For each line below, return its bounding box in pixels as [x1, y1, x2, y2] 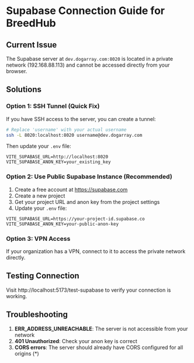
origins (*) [14, 350, 39, 357]
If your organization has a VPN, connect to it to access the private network [6, 248, 186, 255]
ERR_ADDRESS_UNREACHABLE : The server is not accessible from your [14, 325, 188, 332]
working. [6, 292, 27, 299]
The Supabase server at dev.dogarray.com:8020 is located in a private [6, 56, 174, 62]
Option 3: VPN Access [6, 234, 71, 243]
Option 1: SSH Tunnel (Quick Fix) [6, 102, 100, 110]
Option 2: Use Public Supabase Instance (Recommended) [6, 172, 172, 181]
